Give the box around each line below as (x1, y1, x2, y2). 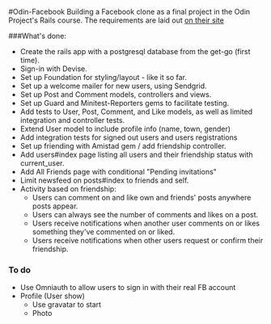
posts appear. (32, 201, 78, 211)
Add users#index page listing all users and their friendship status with (19, 149, 253, 159)
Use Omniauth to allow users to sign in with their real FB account (19, 283, 236, 292)
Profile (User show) (19, 291, 85, 301)
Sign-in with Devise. (19, 64, 87, 74)
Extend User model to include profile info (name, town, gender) (19, 124, 231, 133)
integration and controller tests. (19, 116, 125, 124)
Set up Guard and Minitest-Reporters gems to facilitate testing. (19, 99, 230, 107)
